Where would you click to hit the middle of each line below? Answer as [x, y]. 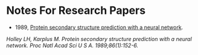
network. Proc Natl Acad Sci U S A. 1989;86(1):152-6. [72, 45]
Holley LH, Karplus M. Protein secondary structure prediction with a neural [99, 39]
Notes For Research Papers [76, 11]
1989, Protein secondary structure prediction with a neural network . [99, 27]
